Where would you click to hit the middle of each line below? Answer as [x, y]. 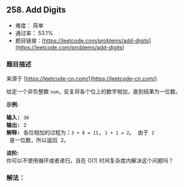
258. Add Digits [36, 10]
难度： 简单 [29, 25]
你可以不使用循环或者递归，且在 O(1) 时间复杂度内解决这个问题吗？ [90, 161]
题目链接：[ [29, 40]
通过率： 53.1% [34, 33]
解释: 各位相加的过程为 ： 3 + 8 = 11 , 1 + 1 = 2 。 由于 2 [80, 133]
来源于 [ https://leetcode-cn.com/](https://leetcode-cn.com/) [82, 79]
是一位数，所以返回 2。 [39, 140]
